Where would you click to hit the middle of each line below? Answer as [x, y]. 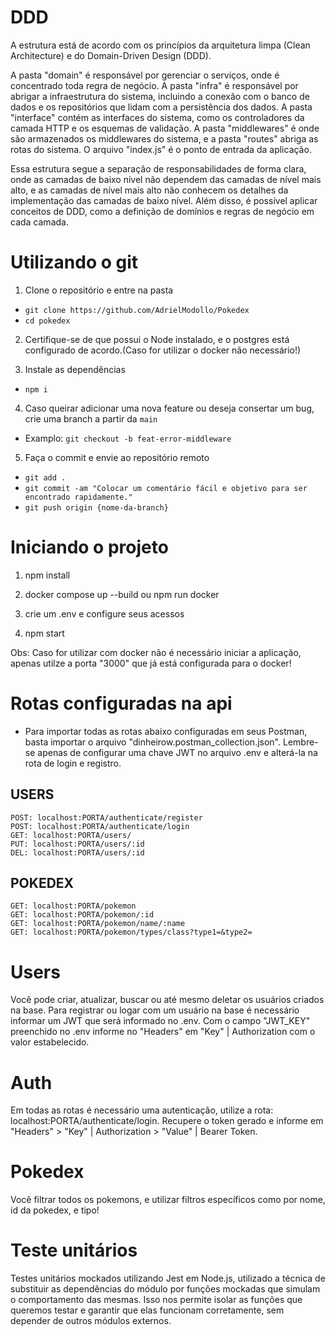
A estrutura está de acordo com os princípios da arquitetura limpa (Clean [160, 45]
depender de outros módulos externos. [91, 1321]
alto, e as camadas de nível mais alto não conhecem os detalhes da [149, 190]
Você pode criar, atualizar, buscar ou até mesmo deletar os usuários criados [167, 1000]
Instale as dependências [75, 369]
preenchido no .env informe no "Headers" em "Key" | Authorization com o [163, 1032]
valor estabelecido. [50, 1042]
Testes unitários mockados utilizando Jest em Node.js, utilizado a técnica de [168, 1278]
